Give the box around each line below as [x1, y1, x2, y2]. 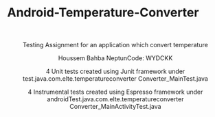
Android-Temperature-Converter [7, 5, 199, 21]
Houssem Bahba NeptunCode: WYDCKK [58, 53, 173, 62]
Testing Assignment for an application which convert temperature [23, 40, 208, 49]
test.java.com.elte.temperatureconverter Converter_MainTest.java [23, 74, 208, 83]
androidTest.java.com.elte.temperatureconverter [47, 94, 184, 103]
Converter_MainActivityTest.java [69, 102, 161, 110]
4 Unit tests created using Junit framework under [45, 67, 185, 75]
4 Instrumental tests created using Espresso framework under [27, 88, 203, 96]
